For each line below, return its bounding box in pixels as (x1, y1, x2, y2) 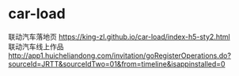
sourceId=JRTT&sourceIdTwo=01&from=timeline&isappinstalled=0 (8, 59, 226, 68)
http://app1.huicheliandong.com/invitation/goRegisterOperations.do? (8, 51, 232, 60)
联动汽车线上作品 (8, 41, 64, 51)
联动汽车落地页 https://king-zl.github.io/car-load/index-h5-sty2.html (8, 32, 231, 41)
